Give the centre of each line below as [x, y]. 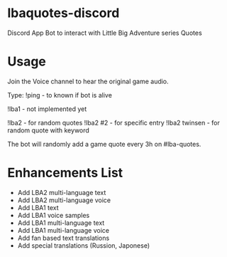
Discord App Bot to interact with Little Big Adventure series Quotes [105, 33]
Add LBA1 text [38, 207]
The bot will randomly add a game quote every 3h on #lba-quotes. [104, 144]
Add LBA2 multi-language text [62, 192]
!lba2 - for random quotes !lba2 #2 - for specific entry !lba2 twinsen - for [113, 122]
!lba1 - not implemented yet [47, 109]
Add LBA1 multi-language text [61, 223]
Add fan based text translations [63, 238]
